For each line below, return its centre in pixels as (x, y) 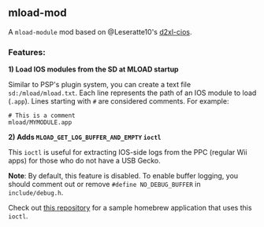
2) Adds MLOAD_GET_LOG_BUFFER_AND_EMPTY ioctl (85, 137)
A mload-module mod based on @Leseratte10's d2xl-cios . (100, 31)
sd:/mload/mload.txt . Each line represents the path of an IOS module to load (132, 93)
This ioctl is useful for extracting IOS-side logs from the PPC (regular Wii (128, 152)
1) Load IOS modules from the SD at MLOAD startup (93, 69)
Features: (27, 52)
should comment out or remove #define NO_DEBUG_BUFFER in (104, 185)
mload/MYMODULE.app (40, 123)
